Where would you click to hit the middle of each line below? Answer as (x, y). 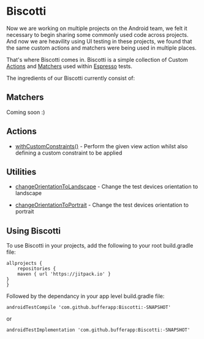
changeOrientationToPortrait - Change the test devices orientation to (102, 205)
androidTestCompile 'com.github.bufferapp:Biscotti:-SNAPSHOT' (89, 308)
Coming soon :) (26, 112)
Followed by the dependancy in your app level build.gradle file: (85, 296)
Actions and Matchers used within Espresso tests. (70, 66)
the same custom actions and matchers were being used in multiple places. (102, 48)
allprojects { (25, 264)
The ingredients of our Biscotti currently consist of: (71, 78)
